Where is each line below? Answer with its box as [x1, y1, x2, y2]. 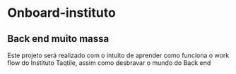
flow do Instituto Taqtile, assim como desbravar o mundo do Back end [7, 59, 211, 67]
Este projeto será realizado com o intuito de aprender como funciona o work [7, 51, 230, 59]
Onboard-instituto [7, 5, 117, 21]
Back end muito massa [7, 33, 110, 45]
